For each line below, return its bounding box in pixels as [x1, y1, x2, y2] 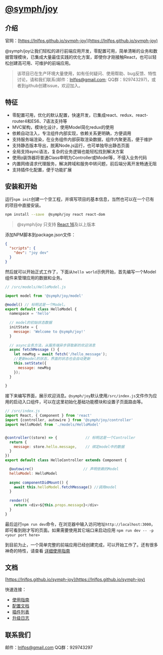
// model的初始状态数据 [9, 320, 52, 325]
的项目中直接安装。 [5, 202, 44, 208]
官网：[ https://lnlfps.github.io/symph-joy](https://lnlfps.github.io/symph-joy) [5, 38, 158, 43]
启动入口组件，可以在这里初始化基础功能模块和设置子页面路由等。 [13, 399, 146, 405]
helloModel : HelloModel [9, 471, 57, 476]
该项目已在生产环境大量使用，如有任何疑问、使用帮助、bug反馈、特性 [16, 70, 157, 76]
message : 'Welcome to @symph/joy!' [14, 329, 86, 334]
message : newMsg [17, 365, 51, 370]
